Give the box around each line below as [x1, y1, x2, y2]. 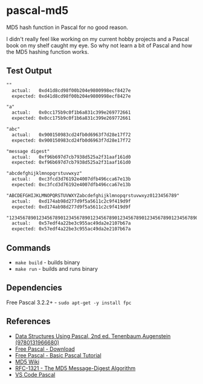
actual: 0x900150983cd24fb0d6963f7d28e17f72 [11, 131, 131, 138]
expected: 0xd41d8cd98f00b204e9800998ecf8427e [11, 93, 131, 99]
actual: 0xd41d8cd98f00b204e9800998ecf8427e [11, 87, 131, 94]
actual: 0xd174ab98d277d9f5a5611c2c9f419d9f [11, 198, 131, 204]
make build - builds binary [14, 258, 80, 266]
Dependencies [6, 282, 62, 293]
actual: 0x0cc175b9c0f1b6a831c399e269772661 [11, 109, 131, 116]
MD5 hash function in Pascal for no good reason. [6, 24, 129, 31]
